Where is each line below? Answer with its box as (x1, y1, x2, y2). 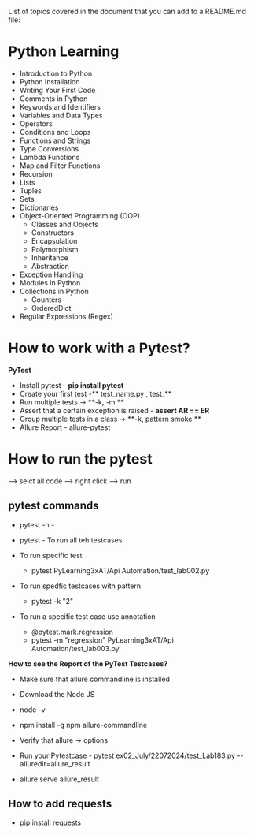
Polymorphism (31, 244, 79, 254)
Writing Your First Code (19, 85, 96, 95)
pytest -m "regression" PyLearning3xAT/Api (31, 635, 175, 645)
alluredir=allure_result (19, 759, 90, 768)
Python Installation (19, 76, 80, 86)
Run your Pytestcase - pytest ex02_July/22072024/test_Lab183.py (19, 751, 236, 760)
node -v (19, 705, 46, 714)
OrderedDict (31, 303, 72, 312)
